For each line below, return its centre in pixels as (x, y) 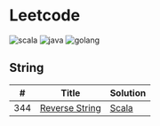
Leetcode (45, 16)
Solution (128, 92)
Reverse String (71, 107)
